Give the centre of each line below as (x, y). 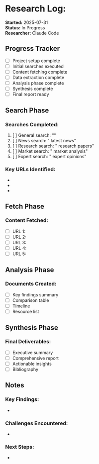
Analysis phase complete (38, 83)
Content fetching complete (40, 72)
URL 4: (19, 248)
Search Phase (27, 110)
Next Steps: (20, 447)
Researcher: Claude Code (32, 33)
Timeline (21, 306)
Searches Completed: (32, 124)
